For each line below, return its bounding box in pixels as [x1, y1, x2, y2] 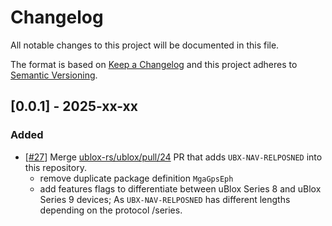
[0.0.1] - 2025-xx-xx [10, 98, 138, 115]
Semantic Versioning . [10, 69, 98, 81]
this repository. [24, 161, 87, 173]
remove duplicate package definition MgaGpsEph [39, 172, 234, 184]
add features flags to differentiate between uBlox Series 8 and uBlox [39, 182, 322, 195]
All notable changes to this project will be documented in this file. [10, 39, 280, 51]
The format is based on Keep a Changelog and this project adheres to [10, 58, 298, 70]
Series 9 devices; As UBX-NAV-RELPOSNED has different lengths [39, 193, 291, 205]
